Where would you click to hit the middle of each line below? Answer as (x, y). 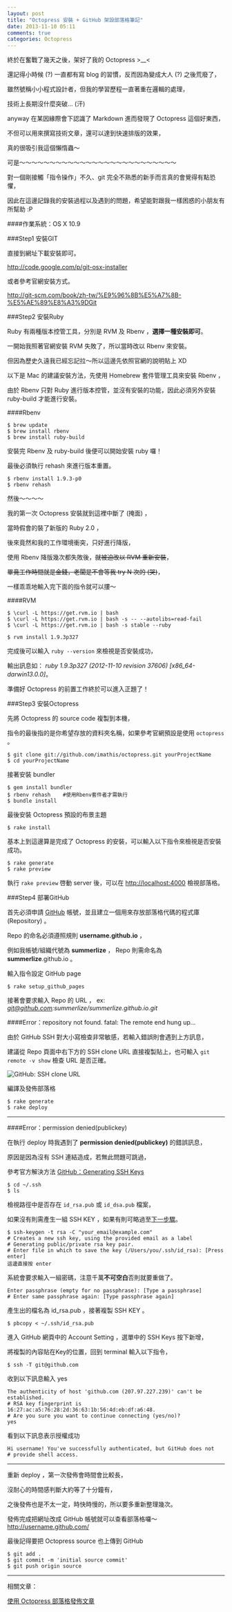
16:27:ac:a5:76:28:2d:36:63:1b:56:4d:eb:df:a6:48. (81, 1410)
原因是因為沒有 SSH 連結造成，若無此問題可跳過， (79, 1157)
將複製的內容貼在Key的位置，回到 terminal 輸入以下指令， (89, 1352)
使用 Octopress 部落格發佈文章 (51, 1601)
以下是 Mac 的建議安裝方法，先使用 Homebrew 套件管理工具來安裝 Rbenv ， (116, 376)
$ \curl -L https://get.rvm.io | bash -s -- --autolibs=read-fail (105, 619)
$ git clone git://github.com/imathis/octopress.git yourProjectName (109, 755)
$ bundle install (32, 801)
